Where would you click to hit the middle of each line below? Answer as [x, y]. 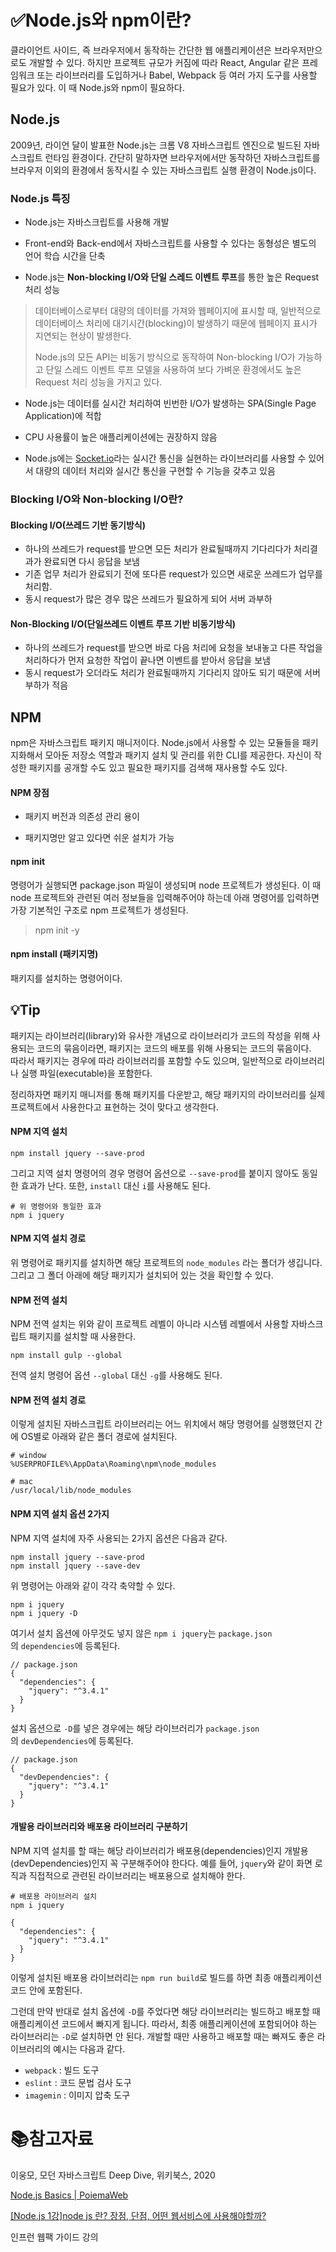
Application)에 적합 [63, 416]
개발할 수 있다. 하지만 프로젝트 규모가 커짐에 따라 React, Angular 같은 [164, 62]
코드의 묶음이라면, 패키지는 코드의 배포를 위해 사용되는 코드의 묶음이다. [174, 1048]
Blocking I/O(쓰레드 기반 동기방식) [78, 525]
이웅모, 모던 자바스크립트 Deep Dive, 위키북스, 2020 [113, 2175]
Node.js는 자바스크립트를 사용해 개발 [97, 222]
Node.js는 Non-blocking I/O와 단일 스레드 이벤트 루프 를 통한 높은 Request [172, 277]
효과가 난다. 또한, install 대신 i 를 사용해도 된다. [115, 1185]
